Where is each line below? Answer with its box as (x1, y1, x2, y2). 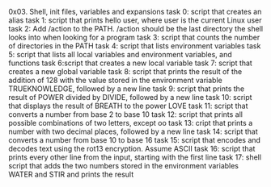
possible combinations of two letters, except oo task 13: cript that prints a (8, 118, 253, 127)
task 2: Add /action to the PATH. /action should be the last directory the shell (8, 24, 264, 33)
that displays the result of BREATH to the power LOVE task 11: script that (8, 101, 248, 110)
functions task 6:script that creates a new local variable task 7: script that (8, 58, 252, 68)
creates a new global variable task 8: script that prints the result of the (8, 67, 243, 76)
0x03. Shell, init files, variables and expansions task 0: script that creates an (8, 7, 262, 16)
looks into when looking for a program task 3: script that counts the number (8, 32, 260, 42)
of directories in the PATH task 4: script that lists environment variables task (8, 41, 261, 51)
